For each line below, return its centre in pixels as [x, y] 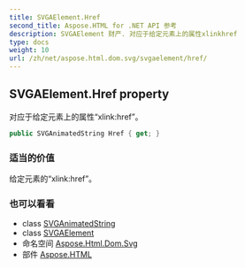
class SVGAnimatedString [69, 224]
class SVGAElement [58, 233]
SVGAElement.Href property [89, 94]
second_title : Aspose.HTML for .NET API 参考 [93, 26]
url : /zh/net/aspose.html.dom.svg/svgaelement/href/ [108, 58]
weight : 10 [29, 50]
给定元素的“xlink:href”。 [53, 179]
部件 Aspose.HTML [57, 255]
